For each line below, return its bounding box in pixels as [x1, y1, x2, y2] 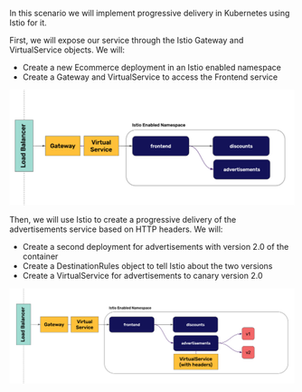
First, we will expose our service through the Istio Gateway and [9, 35, 244, 45]
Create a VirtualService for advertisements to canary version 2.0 [22, 271, 263, 282]
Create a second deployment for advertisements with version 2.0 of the [22, 242, 289, 253]
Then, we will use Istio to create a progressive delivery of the [9, 215, 237, 225]
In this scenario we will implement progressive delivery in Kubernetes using [9, 8, 290, 18]
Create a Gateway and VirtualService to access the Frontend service [22, 72, 278, 82]
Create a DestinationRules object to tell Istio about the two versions [22, 261, 273, 272]
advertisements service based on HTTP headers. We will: [9, 224, 223, 234]
